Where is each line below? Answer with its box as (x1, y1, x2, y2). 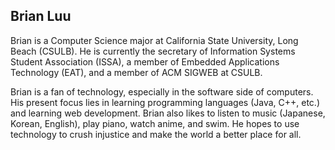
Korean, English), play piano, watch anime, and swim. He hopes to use (10, 117, 300, 129)
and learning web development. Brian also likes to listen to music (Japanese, (10, 107, 326, 119)
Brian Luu (10, 8, 72, 25)
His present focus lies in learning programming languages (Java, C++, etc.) (10, 96, 320, 108)
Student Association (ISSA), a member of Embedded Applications (10, 55, 280, 68)
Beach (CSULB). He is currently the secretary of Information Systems (10, 45, 296, 57)
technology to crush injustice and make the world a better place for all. (10, 128, 302, 140)
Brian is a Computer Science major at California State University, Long (10, 34, 299, 46)
